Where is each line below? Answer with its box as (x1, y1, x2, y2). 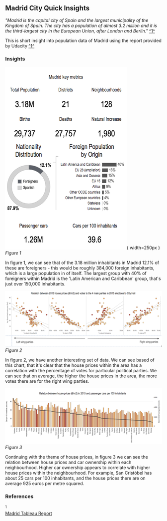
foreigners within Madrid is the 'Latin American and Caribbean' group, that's (5, 275, 161, 281)
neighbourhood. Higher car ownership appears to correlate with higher (5, 465, 151, 471)
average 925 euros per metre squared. (5, 481, 84, 487)
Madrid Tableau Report (5, 511, 52, 517)
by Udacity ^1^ (5, 42, 35, 49)
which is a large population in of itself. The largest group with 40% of (5, 270, 147, 276)
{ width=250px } (126, 245, 161, 251)
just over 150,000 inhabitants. (5, 281, 66, 287)
